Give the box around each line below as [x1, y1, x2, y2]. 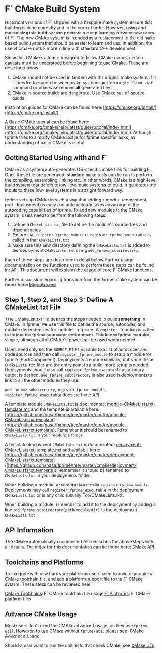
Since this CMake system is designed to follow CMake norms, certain [5, 54, 143, 60]
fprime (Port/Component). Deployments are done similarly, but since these [5, 356, 154, 362]
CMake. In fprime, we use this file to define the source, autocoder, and [5, 321, 146, 327]
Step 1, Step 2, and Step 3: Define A [5, 296, 114, 304]
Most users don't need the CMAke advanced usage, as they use [5, 623, 133, 628]
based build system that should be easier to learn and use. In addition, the [5, 40, 153, 46]
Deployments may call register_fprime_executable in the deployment [5, 487, 144, 493]
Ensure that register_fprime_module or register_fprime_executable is [12, 232, 151, 237]
